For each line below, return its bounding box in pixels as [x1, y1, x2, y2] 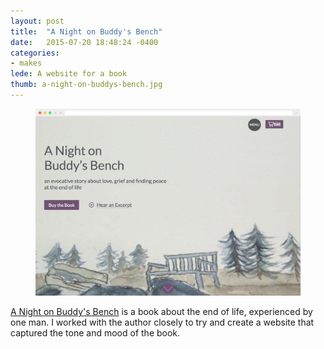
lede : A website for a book [10, 69, 128, 79]
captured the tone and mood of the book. [10, 327, 181, 339]
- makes [10, 58, 43, 69]
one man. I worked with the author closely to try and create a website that [10, 316, 315, 329]
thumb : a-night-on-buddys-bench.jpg [10, 80, 163, 90]
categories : [10, 48, 60, 58]
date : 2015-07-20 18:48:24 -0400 [10, 37, 159, 47]
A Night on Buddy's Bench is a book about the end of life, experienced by [10, 306, 313, 318]
